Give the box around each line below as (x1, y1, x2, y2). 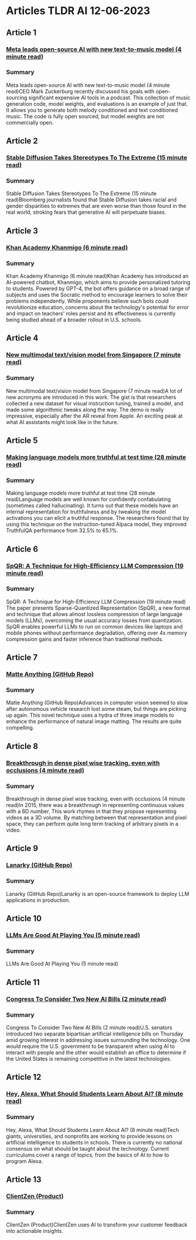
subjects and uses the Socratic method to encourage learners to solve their (6, 291, 188, 298)
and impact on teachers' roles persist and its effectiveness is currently (6, 310, 176, 317)
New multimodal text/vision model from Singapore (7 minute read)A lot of (6, 387, 183, 394)
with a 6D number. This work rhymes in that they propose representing (6, 808, 177, 815)
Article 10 (6, 913, 42, 923)
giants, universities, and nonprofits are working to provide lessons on (6, 1133, 173, 1140)
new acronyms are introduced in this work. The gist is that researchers (6, 394, 177, 401)
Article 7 (6, 653, 38, 663)
